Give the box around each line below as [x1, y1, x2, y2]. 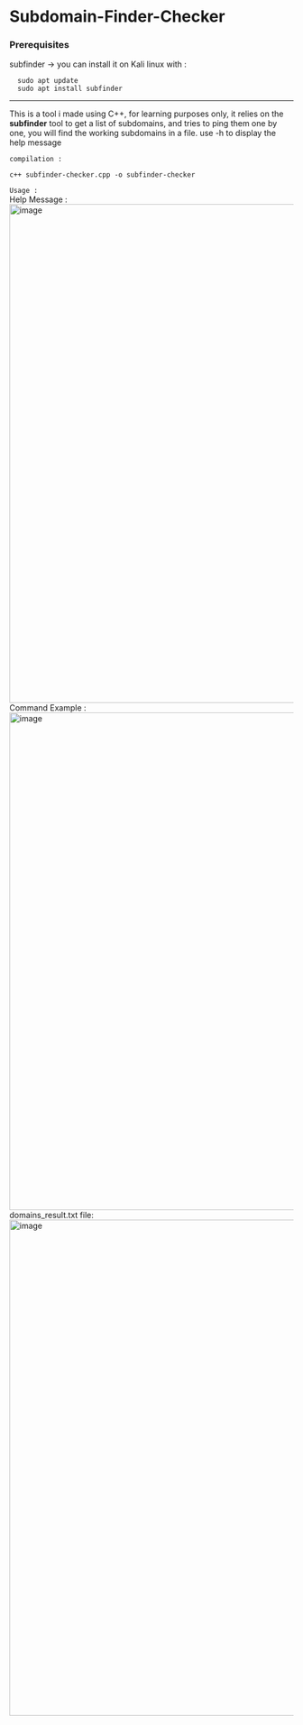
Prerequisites [9, 39, 69, 51]
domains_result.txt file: [9, 1210, 95, 1221]
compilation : [9, 155, 63, 164]
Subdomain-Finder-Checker [9, 6, 225, 27]
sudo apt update [17, 77, 78, 86]
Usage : [9, 187, 39, 196]
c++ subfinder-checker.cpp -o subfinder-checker [9, 170, 196, 179]
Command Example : [9, 702, 87, 713]
